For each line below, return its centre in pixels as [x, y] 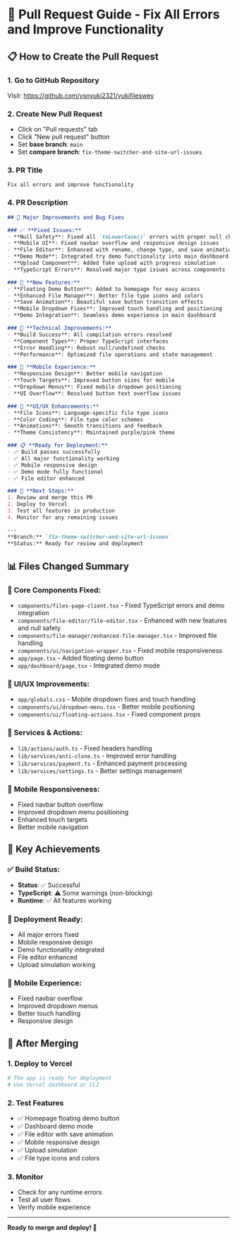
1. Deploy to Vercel [40, 1063]
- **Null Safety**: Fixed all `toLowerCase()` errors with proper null [115, 236]
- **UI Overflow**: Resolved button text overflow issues [94, 393]
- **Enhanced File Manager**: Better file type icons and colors [105, 296]
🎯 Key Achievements [54, 849]
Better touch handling [49, 1014]
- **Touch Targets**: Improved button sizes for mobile [91, 381]
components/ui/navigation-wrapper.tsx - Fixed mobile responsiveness [120, 651]
